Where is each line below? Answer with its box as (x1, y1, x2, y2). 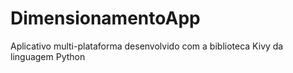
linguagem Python (10, 50, 86, 62)
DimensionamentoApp (10, 7, 201, 30)
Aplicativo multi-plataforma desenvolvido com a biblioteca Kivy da (10, 40, 284, 52)
